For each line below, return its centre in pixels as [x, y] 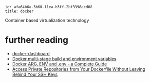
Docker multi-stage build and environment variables [64, 59]
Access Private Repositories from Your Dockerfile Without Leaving [79, 69]
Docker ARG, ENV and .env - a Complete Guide [59, 64]
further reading [37, 40]
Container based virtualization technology [47, 20]
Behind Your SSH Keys [35, 74]
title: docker [19, 11]
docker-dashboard [31, 53]
